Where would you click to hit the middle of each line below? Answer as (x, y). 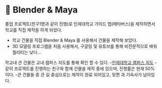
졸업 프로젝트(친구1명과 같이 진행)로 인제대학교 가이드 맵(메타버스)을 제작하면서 (80, 24)
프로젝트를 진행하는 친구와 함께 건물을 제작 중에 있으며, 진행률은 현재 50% (84, 68)
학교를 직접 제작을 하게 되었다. (34, 30)
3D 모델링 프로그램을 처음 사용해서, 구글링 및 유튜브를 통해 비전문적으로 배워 (85, 46)
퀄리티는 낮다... (27, 52)
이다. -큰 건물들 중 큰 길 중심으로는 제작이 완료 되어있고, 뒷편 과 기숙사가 (74, 74)
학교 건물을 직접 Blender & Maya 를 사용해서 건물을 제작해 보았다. (75, 40)
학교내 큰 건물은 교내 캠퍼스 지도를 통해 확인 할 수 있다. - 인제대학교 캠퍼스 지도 (79, 62)
